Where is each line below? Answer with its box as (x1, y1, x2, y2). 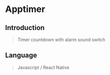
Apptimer (5, 3, 45, 15)
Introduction (5, 23, 45, 32)
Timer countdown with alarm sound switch (17, 36, 105, 42)
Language (5, 51, 37, 59)
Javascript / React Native (17, 64, 69, 70)
